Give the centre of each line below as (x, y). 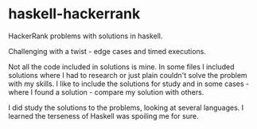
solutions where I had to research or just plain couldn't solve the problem (128, 75)
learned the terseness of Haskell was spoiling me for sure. (103, 115)
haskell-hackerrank (74, 14)
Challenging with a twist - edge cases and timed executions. (107, 51)
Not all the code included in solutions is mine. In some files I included (121, 66)
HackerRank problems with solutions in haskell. (86, 36)
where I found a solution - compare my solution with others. (106, 92)
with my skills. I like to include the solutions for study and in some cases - (128, 84)
